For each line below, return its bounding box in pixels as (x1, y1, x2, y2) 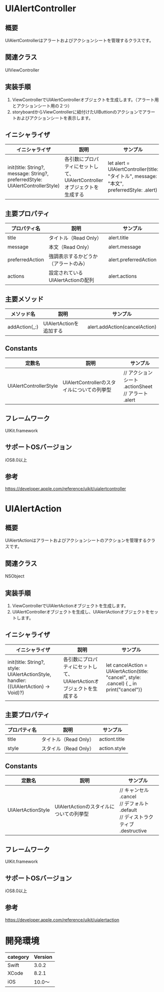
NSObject (5, 573, 24, 579)
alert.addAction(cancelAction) (87, 324, 157, 331)
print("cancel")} (105, 686, 143, 693)
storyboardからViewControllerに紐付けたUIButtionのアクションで (12, 109, 143, 115)
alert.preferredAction (108, 256, 157, 263)
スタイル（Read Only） (41, 745, 95, 752)
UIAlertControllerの (62, 379, 106, 386)
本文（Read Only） (48, 244, 92, 251)
